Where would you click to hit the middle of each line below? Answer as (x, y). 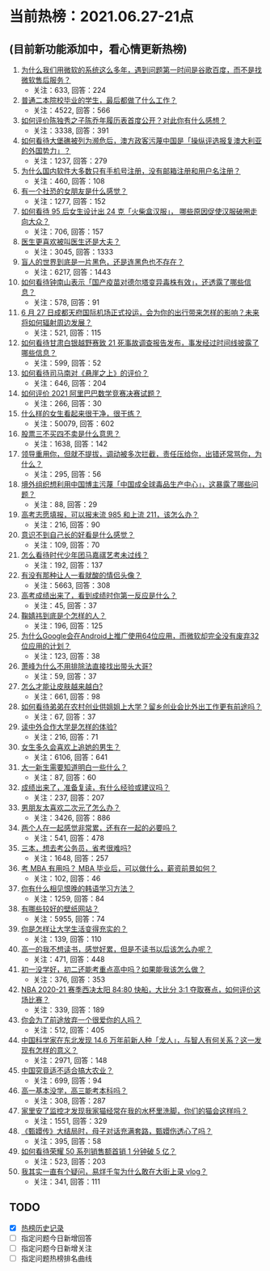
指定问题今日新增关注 (56, 1248)
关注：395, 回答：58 (67, 1141)
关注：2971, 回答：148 (70, 1060)
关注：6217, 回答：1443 (72, 272)
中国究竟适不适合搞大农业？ (67, 1070)
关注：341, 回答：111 (66, 1182)
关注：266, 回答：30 (67, 403)
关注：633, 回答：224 (70, 90)
